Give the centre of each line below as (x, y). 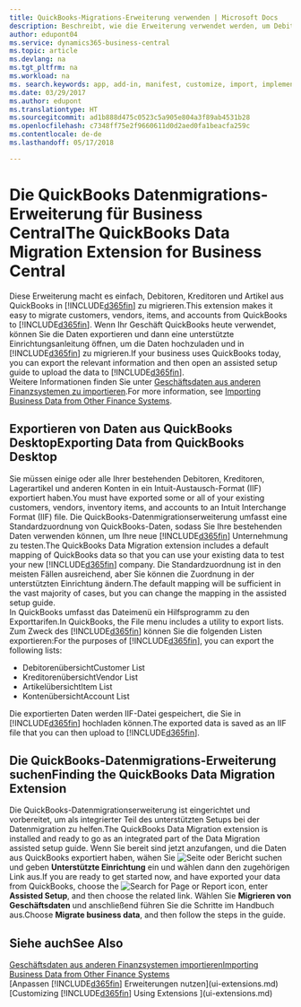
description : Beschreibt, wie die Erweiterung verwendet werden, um (140, 26)
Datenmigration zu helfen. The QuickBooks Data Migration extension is (139, 829)
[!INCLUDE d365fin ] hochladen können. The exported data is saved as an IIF (148, 723)
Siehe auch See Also (66, 943)
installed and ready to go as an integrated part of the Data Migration (135, 838)
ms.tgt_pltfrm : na (43, 68)
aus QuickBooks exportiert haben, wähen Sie (93, 858)
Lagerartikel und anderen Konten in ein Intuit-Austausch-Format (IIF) (136, 488)
